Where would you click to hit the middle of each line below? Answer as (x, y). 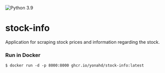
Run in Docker (23, 55)
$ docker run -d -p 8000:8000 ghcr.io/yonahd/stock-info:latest (75, 65)
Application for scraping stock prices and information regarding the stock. (82, 42)
